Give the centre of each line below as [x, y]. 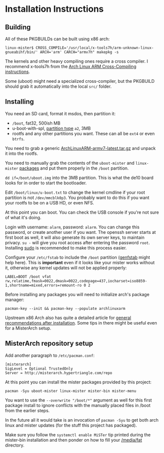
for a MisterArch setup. [28, 328]
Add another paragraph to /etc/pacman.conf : [50, 355]
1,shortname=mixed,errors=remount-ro [43, 285]
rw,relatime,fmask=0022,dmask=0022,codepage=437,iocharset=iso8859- [76, 281]
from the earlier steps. [27, 410]
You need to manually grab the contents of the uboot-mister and [70, 163]
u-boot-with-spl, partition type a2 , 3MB [51, 128]
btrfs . [18, 139]
